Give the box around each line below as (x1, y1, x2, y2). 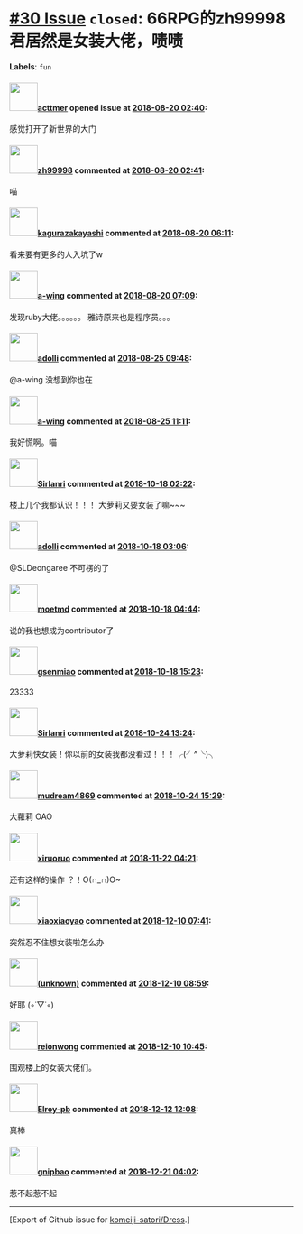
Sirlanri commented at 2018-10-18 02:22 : (37, 478, 196, 489)
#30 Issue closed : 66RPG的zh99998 (9, 8, 287, 29)
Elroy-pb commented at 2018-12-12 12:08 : (37, 1103, 199, 1114)
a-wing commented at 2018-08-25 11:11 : (37, 416, 191, 427)
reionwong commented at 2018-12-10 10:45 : (37, 1041, 207, 1052)
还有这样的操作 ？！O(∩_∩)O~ (9, 874, 122, 885)
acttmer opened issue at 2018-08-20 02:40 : (37, 102, 207, 113)
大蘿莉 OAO (9, 811, 53, 822)
